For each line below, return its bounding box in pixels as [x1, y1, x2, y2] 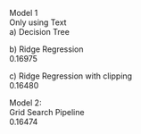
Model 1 [9, 8, 38, 18]
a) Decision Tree [9, 27, 70, 37]
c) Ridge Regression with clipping [9, 71, 132, 81]
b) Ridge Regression [9, 44, 84, 54]
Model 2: [9, 97, 42, 108]
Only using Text [9, 17, 67, 28]
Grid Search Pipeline [9, 107, 85, 117]
